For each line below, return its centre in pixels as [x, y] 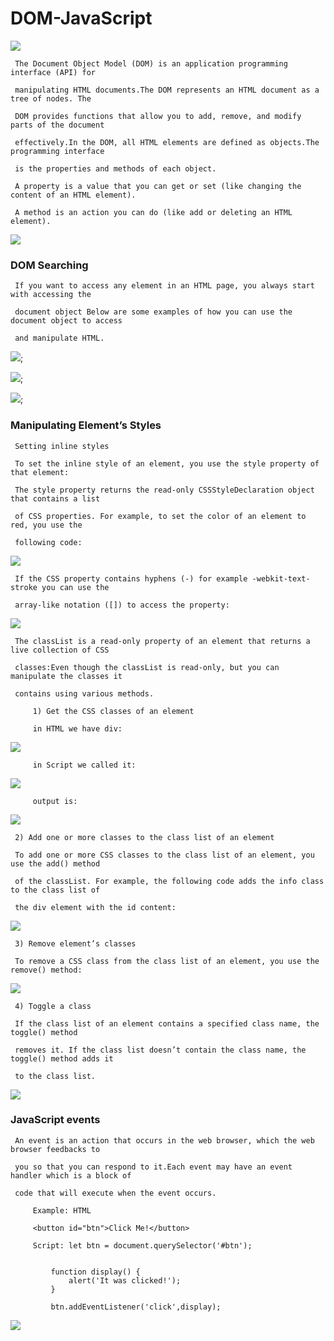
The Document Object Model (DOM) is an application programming [151, 63]
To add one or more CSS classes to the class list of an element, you [164, 855]
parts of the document [57, 125]
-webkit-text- [281, 578]
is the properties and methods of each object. [115, 168]
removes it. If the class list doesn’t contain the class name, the [160, 1050]
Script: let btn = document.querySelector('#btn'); [142, 1245]
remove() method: [46, 970]
